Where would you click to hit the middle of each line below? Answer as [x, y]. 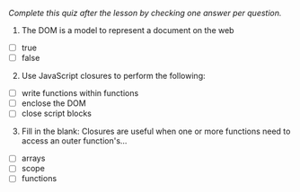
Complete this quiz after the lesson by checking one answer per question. [145, 13]
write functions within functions [80, 93]
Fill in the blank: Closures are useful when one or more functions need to [156, 131]
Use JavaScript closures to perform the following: [113, 76]
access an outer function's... [74, 141]
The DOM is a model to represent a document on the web [128, 30]
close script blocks [56, 113]
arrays [33, 158]
